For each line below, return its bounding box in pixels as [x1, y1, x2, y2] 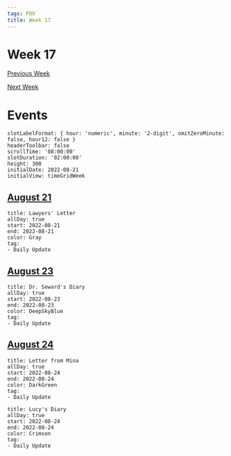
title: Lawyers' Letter [7, 210, 76, 217]
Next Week [7, 83, 39, 91]
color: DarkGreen [7, 381, 58, 389]
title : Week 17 [7, 17, 51, 24]
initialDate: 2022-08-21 [7, 167, 79, 174]
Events [7, 107, 49, 123]
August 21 [7, 192, 52, 203]
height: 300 [7, 160, 42, 167]
